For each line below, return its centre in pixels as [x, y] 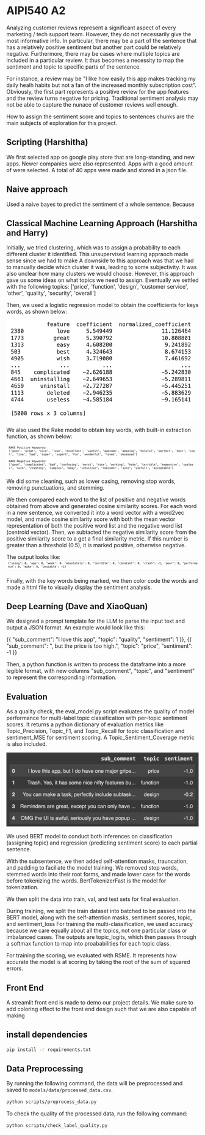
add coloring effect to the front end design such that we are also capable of [101, 1009]
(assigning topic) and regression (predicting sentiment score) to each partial [102, 843]
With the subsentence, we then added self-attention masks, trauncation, [97, 861]
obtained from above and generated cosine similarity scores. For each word [102, 506]
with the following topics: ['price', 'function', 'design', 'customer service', [97, 287]
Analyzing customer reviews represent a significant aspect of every [91, 28]
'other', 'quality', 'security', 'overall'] [51, 293]
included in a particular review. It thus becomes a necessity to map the [95, 60]
